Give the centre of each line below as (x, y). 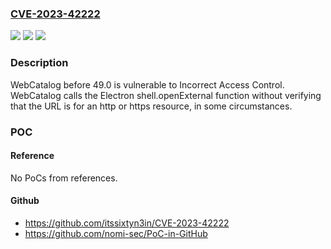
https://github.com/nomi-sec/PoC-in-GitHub (116, 233)
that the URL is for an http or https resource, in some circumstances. (151, 106)
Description (39, 63)
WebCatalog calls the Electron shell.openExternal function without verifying (166, 95)
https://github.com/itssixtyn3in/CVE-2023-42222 (127, 223)
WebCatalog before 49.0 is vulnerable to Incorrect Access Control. (147, 84)
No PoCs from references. (64, 178)
